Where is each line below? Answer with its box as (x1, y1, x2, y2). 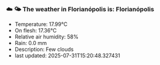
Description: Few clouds (14, 46, 74, 53)
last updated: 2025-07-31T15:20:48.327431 (14, 52, 120, 59)
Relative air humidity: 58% (14, 33, 79, 40)
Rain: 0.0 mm (14, 40, 47, 47)
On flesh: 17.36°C (14, 27, 57, 34)
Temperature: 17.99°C (14, 21, 68, 28)
